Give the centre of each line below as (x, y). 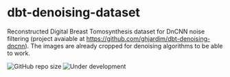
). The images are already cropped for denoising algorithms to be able (124, 46)
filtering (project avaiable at (46, 38)
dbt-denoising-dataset (74, 13)
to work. (19, 53)
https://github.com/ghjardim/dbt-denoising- (148, 38)
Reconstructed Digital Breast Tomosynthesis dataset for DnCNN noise (106, 31)
